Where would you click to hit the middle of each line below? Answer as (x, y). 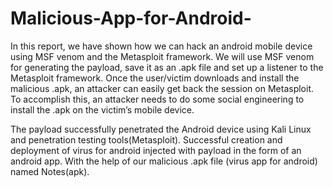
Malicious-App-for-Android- (131, 18)
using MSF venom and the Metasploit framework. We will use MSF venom (162, 56)
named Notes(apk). (50, 171)
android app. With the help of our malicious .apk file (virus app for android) (164, 161)
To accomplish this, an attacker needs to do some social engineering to (157, 99)
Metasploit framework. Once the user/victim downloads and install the (155, 78)
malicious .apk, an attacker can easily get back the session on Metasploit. (162, 88)
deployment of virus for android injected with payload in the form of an (156, 150)
